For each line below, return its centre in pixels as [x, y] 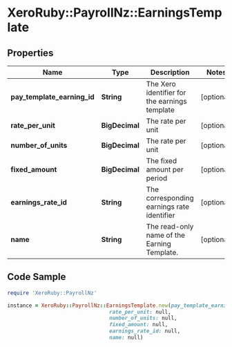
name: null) [126, 338]
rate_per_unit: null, [140, 312]
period [157, 178]
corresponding [170, 198]
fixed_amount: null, [139, 325]
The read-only [170, 226]
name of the [165, 235]
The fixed [162, 161]
